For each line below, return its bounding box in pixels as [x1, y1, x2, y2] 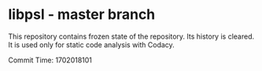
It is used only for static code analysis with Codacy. [8, 39, 175, 49]
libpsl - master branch [8, 6, 156, 24]
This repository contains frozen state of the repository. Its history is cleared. [8, 32, 254, 41]
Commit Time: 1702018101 [8, 55, 93, 65]
